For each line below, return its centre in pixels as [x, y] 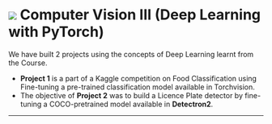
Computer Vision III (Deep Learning [140, 15]
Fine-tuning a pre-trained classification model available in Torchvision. [137, 87]
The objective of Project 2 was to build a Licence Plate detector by [131, 95]
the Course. [28, 63]
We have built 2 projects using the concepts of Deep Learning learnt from [131, 54]
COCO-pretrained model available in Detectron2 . [131, 104]
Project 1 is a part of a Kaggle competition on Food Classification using [138, 78]
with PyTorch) [56, 32]
